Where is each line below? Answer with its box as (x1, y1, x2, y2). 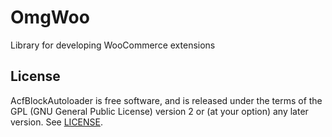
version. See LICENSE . (10, 116, 104, 128)
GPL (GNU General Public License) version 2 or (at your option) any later (10, 105, 309, 117)
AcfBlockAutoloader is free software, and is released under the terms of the (10, 94, 323, 106)
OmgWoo (10, 6, 90, 29)
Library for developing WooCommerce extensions (10, 39, 216, 51)
